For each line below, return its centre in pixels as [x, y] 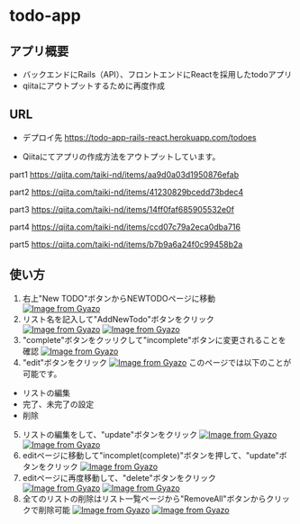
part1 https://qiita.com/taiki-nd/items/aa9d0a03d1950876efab [124, 174]
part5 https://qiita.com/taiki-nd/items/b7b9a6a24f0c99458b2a [126, 244]
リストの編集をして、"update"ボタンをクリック [110, 434]
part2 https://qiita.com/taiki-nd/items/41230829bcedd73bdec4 [127, 192]
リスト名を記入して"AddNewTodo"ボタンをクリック [118, 319]
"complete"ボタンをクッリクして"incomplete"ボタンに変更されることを [154, 339]
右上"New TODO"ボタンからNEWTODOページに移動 [119, 298]
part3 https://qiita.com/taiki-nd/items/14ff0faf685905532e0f [122, 209]
